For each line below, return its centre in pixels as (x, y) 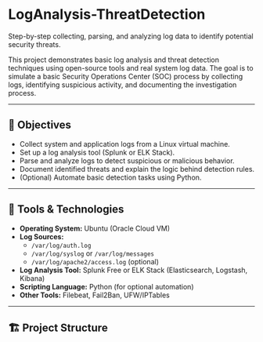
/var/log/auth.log (61, 246)
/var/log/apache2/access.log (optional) (95, 261)
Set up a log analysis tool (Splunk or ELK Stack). (97, 152)
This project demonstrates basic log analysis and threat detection (114, 60)
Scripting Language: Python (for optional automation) (106, 286)
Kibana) (32, 278)
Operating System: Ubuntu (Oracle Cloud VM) (95, 228)
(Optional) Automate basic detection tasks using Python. (110, 177)
